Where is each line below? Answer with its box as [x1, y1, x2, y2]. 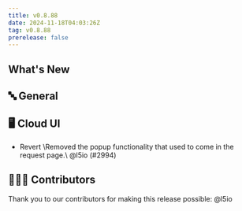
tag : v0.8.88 [8, 26, 51, 34]
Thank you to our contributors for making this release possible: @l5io [8, 194, 233, 203]
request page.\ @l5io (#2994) [19, 150, 117, 160]
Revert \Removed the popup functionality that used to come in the [19, 142, 234, 151]
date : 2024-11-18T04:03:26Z [8, 19, 101, 27]
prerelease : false [8, 33, 69, 42]
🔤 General [8, 90, 59, 103]
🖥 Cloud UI [8, 117, 61, 131]
